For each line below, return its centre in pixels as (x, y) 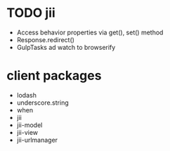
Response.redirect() (46, 39)
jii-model (30, 125)
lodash (26, 95)
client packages (54, 76)
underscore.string (42, 103)
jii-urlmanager (37, 140)
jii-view (27, 132)
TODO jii (31, 13)
